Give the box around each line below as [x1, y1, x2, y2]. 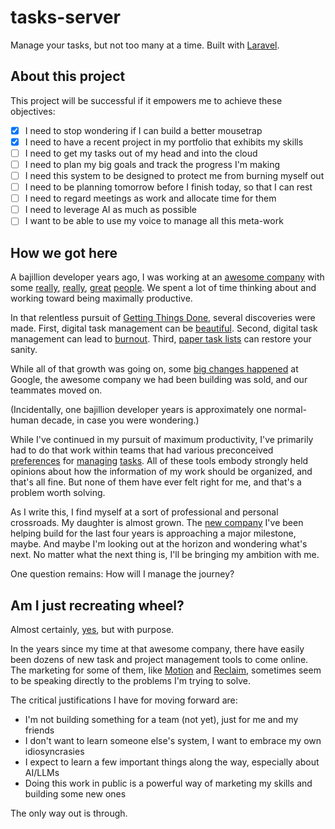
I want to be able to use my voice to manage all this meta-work [24, 215, 284, 227]
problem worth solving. [10, 487, 106, 499]
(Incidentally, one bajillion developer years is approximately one [10, 404, 273, 416]
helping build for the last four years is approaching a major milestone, [10, 527, 297, 540]
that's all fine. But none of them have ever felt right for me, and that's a [10, 476, 302, 488]
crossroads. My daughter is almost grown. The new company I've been [10, 517, 304, 529]
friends [24, 724, 55, 736]
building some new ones [24, 787, 127, 800]
